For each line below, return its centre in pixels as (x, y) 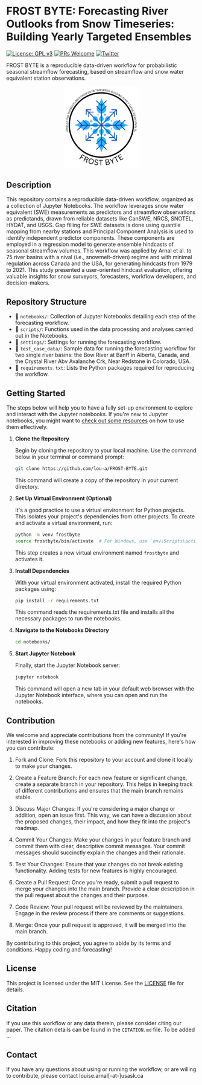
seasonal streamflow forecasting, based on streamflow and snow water (95, 71)
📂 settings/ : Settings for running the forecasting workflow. (88, 342)
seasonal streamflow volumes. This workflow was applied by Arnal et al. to (99, 251)
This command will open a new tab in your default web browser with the (105, 689)
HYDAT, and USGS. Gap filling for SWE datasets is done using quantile (93, 225)
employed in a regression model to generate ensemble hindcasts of (90, 244)
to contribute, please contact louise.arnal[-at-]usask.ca (75, 1076)
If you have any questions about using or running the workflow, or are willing (101, 1069)
